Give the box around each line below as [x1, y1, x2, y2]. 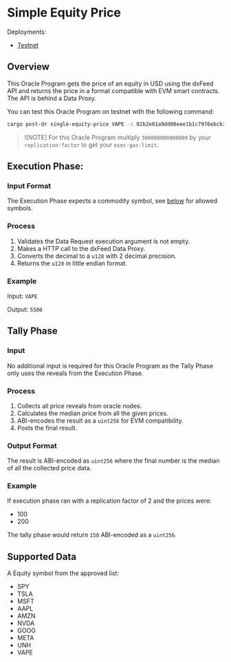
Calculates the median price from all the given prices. [16, 409, 168, 417]
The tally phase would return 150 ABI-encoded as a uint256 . [7, 531, 177, 539]
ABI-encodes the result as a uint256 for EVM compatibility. [16, 416, 184, 425]
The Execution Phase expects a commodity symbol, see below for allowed [7, 197, 218, 205]
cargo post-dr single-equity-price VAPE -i [7, 121, 134, 128]
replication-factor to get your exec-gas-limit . [23, 140, 159, 149]
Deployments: [7, 28, 47, 36]
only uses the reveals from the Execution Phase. [7, 369, 144, 377]
